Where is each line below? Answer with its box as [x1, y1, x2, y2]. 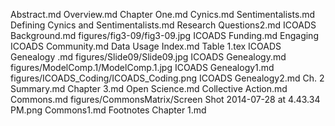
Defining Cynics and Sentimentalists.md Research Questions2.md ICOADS [10, 19, 317, 31]
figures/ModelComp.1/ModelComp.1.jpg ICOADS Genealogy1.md [10, 62, 275, 73]
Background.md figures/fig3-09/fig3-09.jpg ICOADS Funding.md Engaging [10, 30, 319, 41]
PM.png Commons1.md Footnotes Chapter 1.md [10, 104, 207, 116]
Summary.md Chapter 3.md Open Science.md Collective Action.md [10, 83, 288, 94]
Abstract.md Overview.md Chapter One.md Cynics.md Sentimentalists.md [10, 9, 316, 20]
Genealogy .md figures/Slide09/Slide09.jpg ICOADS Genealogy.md [10, 51, 287, 63]
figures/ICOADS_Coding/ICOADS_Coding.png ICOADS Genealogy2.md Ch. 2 [10, 72, 325, 84]
